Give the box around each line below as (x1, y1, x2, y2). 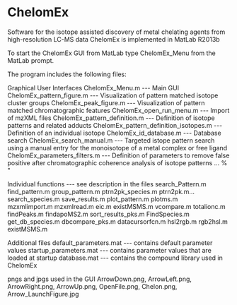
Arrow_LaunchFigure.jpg (7, 289, 79, 298)
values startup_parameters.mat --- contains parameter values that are (7, 246, 212, 254)
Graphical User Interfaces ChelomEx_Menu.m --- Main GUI (7, 83, 179, 92)
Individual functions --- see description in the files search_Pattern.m (7, 179, 207, 188)
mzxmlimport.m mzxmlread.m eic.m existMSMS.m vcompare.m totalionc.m (7, 202, 226, 210)
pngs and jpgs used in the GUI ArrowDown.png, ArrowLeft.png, (7, 275, 192, 283)
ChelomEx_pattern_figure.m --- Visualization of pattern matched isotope (7, 91, 219, 100)
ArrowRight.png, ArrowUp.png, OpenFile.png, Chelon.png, (7, 282, 178, 290)
